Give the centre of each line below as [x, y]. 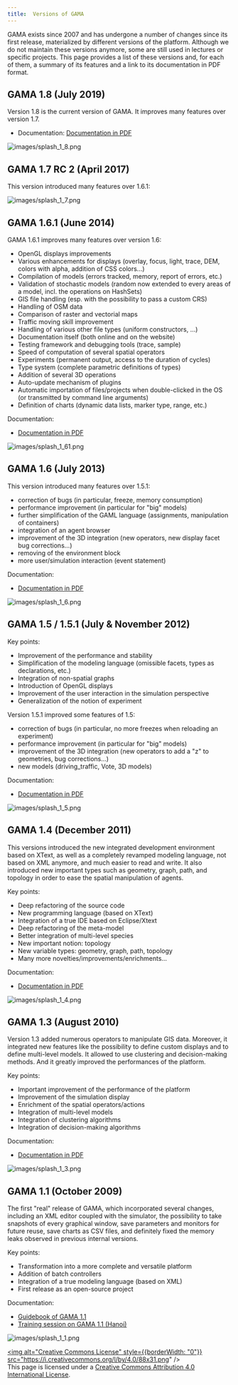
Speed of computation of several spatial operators [91, 352]
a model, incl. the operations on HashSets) [80, 292]
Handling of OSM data [50, 307]
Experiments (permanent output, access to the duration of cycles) [114, 360]
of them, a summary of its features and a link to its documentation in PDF [114, 64]
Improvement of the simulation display [74, 1097]
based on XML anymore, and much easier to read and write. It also [105, 863]
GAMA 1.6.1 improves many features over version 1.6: [85, 240]
